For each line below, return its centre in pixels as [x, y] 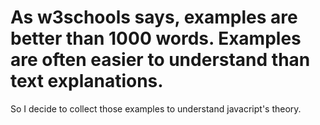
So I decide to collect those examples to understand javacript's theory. [156, 108]
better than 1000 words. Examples [156, 38]
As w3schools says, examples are [154, 17]
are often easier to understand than [160, 60]
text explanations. [87, 81]
